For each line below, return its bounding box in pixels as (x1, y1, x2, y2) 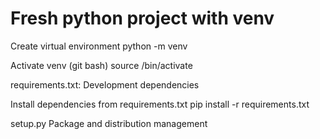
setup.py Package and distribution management (10, 117, 208, 129)
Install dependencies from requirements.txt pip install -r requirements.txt (10, 98, 310, 110)
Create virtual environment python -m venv (10, 40, 188, 52)
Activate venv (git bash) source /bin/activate (10, 59, 193, 71)
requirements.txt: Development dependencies (10, 78, 200, 91)
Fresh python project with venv (10, 7, 275, 30)
